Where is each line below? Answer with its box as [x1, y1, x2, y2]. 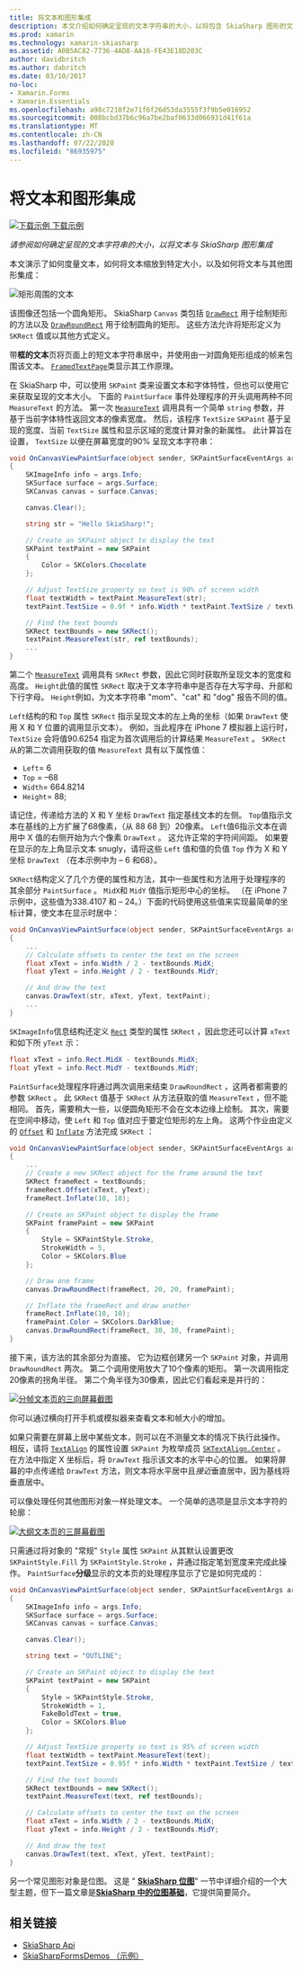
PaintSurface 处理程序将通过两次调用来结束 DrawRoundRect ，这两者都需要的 [9, 1081, 288, 1092]
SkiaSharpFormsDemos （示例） [22, 1950, 144, 1961]
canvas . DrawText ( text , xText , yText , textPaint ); [25, 1850, 216, 1859]
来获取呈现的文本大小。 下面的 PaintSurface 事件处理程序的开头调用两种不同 [9, 390, 293, 401]
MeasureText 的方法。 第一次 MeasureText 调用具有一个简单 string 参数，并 [9, 402, 286, 413]
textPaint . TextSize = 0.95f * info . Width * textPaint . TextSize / [25, 1759, 276, 1768]
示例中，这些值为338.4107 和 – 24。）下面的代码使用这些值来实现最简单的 [9, 896, 280, 907]
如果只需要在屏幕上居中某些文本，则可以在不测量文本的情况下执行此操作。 [9, 1431, 285, 1442]
